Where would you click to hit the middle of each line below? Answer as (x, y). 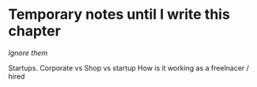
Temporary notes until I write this (119, 14)
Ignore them (28, 53)
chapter (34, 31)
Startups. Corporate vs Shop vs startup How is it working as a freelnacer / (128, 67)
